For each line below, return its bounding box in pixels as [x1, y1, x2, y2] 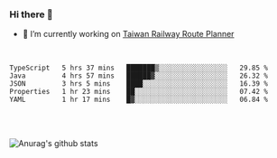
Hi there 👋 [9, 8, 54, 21]
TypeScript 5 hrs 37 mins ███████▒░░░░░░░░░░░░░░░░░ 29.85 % [9, 63, 269, 73]
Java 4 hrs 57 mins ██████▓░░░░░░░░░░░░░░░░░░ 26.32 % [9, 71, 269, 80]
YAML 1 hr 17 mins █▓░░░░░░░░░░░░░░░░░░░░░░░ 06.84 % [9, 95, 269, 105]
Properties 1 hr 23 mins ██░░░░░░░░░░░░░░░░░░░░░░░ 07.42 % [9, 88, 269, 97]
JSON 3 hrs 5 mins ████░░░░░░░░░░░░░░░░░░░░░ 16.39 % [9, 79, 269, 88]
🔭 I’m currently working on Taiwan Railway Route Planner [22, 29, 235, 40]
